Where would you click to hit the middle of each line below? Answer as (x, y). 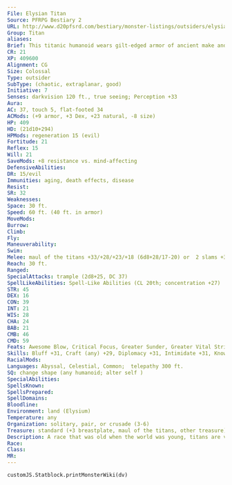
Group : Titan (26, 33)
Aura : (15, 103)
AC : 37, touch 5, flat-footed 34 (55, 110)
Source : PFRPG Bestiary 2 (44, 20)
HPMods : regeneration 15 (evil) (54, 135)
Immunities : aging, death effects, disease (71, 180)
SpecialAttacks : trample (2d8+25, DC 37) (68, 277)
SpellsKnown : (26, 386)
